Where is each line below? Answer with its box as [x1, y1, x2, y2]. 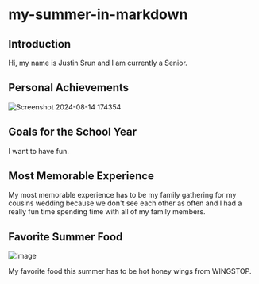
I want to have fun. [8, 146, 69, 155]
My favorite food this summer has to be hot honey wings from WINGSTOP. [8, 267, 252, 276]
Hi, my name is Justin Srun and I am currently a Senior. [8, 58, 188, 67]
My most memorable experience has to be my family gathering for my [8, 190, 237, 200]
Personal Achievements [8, 81, 129, 94]
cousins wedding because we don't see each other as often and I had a [8, 198, 242, 208]
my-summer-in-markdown [8, 6, 188, 24]
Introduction [8, 37, 72, 51]
